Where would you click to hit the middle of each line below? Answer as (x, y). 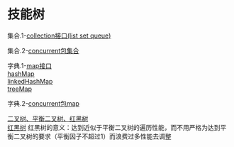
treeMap (20, 89)
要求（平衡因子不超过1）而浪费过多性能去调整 (105, 136)
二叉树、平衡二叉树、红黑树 (48, 119)
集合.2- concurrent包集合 (43, 50)
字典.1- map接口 (29, 65)
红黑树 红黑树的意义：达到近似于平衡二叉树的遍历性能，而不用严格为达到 (114, 127)
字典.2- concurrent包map (44, 103)
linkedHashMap (30, 81)
